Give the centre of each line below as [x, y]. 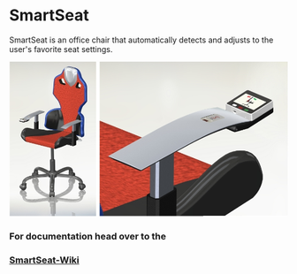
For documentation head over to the [88, 236]
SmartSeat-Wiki [44, 260]
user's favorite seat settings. [61, 49]
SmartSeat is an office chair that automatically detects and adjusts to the [141, 40]
